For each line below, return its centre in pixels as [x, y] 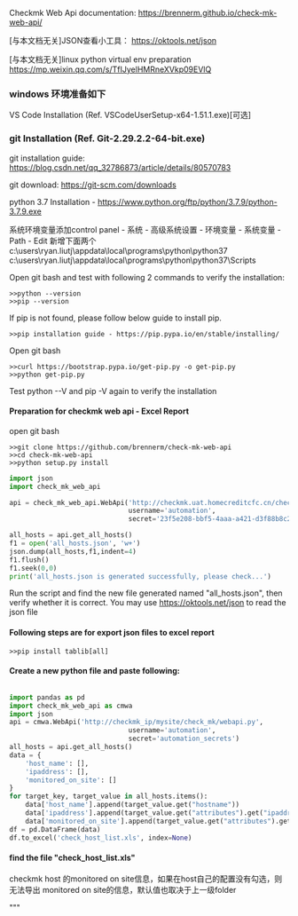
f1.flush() [29, 560]
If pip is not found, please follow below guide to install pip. [115, 318]
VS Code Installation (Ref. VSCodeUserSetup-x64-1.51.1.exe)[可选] [130, 115]
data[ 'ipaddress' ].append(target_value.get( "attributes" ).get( [145, 813]
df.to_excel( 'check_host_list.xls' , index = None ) [101, 838]
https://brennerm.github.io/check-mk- [208, 13]
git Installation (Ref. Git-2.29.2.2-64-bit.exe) [107, 138]
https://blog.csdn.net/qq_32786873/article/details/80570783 [120, 167]
